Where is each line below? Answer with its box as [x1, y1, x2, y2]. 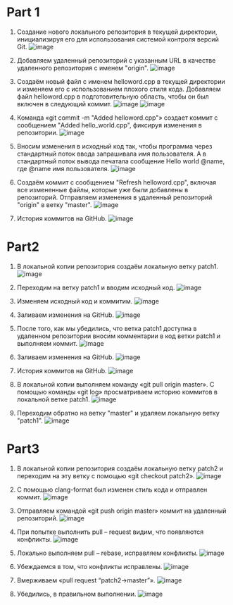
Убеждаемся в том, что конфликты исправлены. [16, 562, 163, 570]
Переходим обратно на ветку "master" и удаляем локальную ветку [16, 408, 220, 417]
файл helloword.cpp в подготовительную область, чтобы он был [16, 92, 209, 101]
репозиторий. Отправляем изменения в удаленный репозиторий [16, 193, 213, 201]
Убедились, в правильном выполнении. [16, 590, 137, 598]
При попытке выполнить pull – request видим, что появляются [16, 528, 204, 536]
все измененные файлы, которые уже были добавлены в [16, 185, 189, 194]
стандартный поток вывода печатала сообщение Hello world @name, [16, 156, 225, 166]
